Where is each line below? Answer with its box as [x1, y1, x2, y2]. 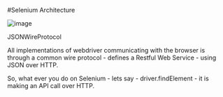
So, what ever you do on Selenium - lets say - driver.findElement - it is [7, 74, 210, 82]
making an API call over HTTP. [7, 82, 95, 89]
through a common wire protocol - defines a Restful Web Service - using [7, 53, 217, 62]
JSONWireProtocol [7, 33, 62, 41]
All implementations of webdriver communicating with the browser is [7, 46, 206, 54]
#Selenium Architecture [7, 6, 75, 14]
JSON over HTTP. [7, 61, 59, 69]
